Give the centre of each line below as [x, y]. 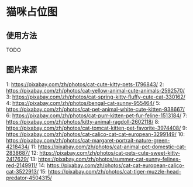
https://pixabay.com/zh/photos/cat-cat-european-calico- [116, 165]
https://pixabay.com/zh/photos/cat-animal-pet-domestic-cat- [112, 147]
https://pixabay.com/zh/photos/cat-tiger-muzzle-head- [114, 171]
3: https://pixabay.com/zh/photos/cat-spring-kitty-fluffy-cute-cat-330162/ [96, 97]
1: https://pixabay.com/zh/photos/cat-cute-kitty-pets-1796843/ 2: [85, 84]
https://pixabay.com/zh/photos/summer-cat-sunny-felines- [109, 159]
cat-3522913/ [23, 171]
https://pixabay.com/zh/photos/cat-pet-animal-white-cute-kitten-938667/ [96, 109]
